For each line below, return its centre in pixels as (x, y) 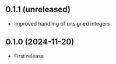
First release (29, 56)
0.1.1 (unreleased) (38, 10)
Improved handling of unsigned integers (62, 23)
